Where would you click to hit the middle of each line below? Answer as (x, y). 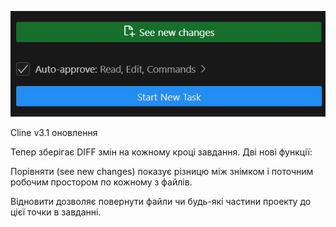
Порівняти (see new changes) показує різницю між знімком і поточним (162, 171)
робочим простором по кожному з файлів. (101, 182)
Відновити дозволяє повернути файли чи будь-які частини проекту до (161, 201)
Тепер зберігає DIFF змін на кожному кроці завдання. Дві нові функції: (161, 152)
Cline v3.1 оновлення (54, 132)
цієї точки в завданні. (56, 212)
